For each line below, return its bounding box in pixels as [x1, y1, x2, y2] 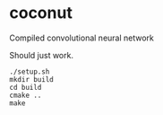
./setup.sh [9, 66, 50, 76]
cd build [9, 83, 42, 92]
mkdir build [9, 75, 54, 84]
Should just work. [9, 49, 74, 60]
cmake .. [9, 91, 42, 100]
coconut [9, 3, 73, 23]
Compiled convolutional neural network [9, 32, 155, 43]
